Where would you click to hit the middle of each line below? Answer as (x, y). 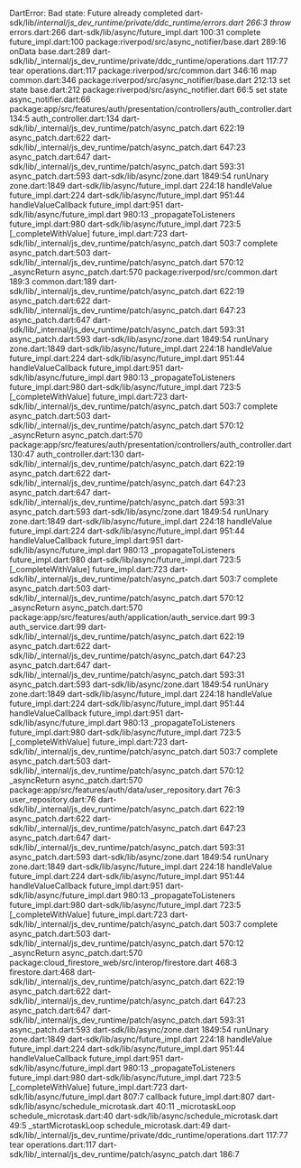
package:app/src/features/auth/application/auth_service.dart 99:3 (132, 617)
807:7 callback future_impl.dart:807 (189, 1097)
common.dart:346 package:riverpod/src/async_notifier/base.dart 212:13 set (150, 80)
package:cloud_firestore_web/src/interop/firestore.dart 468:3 (123, 962)
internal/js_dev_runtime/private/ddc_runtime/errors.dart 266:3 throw (164, 23)
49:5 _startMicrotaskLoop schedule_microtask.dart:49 (110, 1126)
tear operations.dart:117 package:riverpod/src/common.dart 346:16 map (143, 70)
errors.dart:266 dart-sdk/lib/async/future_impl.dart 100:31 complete (135, 32)
